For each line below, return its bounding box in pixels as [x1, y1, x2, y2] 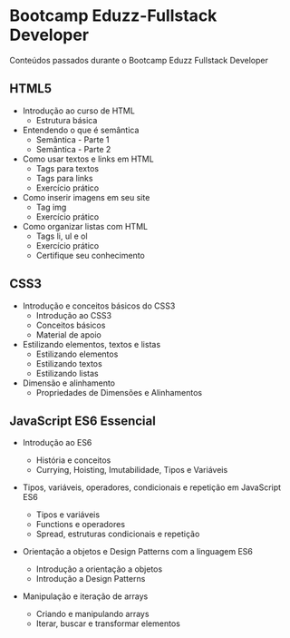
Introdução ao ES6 [22, 437, 92, 448]
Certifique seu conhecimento [35, 250, 145, 260]
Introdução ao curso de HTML [22, 105, 136, 116]
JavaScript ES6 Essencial [9, 413, 156, 428]
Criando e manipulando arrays [35, 609, 150, 620]
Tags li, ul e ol [35, 231, 88, 241]
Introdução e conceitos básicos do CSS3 [22, 300, 176, 311]
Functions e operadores [35, 519, 125, 530]
